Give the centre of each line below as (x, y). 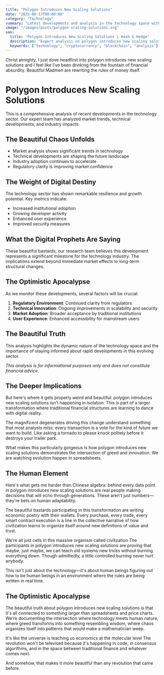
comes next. (18, 654)
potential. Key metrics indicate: (36, 199)
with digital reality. (24, 413)
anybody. (15, 561)
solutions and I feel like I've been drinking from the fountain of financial (77, 65)
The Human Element (37, 473)
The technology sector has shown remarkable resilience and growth (74, 194)
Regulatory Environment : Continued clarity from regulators (72, 303)
